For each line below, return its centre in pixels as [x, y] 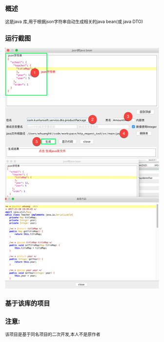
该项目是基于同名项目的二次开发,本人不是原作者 [53, 334]
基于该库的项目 [28, 303]
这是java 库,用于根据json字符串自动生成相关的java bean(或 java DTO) [74, 21]
